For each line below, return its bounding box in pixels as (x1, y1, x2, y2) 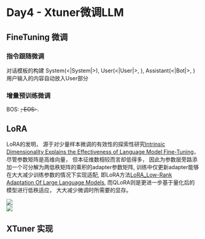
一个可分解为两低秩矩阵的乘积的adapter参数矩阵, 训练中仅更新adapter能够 (11, 163, 199, 170)
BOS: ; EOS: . (6, 105, 40, 113)
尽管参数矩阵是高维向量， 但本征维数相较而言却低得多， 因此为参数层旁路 (6, 156, 192, 163)
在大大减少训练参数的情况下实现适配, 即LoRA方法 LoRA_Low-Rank (6, 171, 172, 178)
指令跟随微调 (6, 51, 45, 60)
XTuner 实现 (6, 224, 53, 234)
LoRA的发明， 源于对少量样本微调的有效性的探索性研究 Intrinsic (6, 140, 166, 148)
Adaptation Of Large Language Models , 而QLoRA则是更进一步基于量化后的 (6, 178, 195, 186)
